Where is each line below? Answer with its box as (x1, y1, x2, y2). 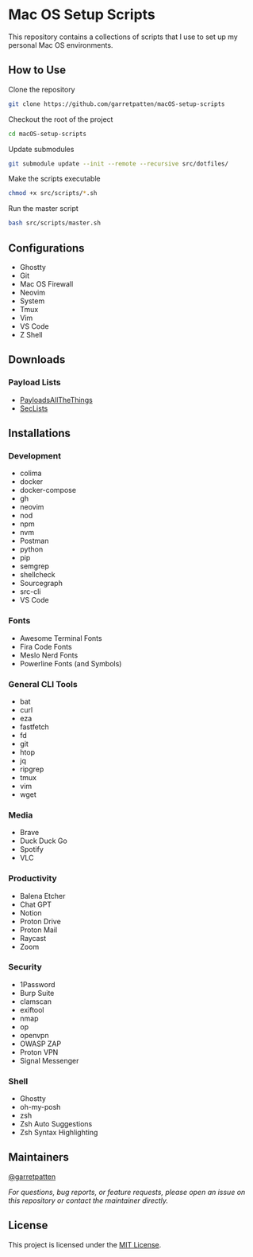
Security (8, 962, 42, 973)
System (19, 296, 45, 306)
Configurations (8, 241, 85, 255)
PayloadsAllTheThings (19, 395, 93, 404)
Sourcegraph (19, 579, 63, 588)
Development (8, 450, 62, 461)
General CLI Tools (8, 678, 78, 689)
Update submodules (8, 144, 75, 154)
